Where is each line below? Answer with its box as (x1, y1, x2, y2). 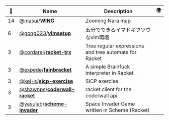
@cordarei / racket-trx (19, 49, 71, 55)
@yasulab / (19, 100, 45, 107)
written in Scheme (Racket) (85, 107, 150, 113)
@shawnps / (19, 86, 48, 93)
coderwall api (85, 92, 118, 99)
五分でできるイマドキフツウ (85, 26, 151, 33)
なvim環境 (85, 34, 110, 41)
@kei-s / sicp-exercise (19, 78, 73, 85)
